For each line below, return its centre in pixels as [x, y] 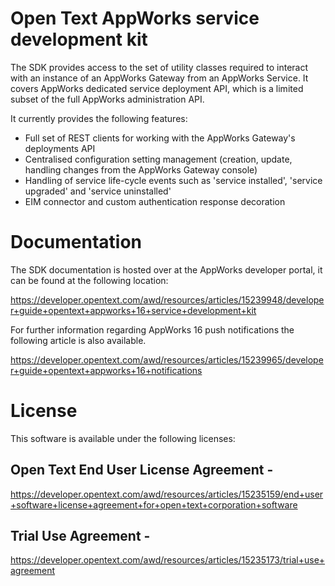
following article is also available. [78, 340]
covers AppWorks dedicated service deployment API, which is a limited [157, 88]
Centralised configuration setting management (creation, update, [158, 159]
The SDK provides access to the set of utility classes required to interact [159, 67]
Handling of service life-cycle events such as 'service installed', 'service [173, 180]
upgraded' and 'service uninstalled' [98, 191]
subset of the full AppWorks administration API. [107, 99]
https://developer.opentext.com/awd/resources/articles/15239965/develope [167, 359]
